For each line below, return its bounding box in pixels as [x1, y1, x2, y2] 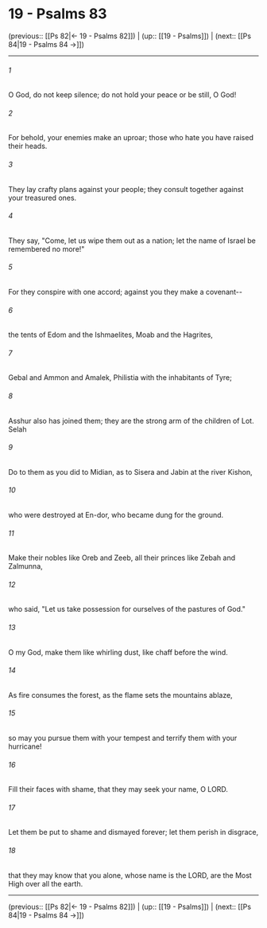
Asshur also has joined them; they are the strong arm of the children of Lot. [8, 416, 254, 425]
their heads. [8, 141, 48, 151]
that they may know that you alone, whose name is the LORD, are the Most [8, 870, 252, 880]
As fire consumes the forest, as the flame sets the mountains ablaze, [8, 690, 233, 699]
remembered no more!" [8, 244, 85, 253]
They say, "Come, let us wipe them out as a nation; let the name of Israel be [8, 236, 256, 245]
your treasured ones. [8, 193, 77, 202]
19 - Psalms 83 [8, 5, 107, 23]
